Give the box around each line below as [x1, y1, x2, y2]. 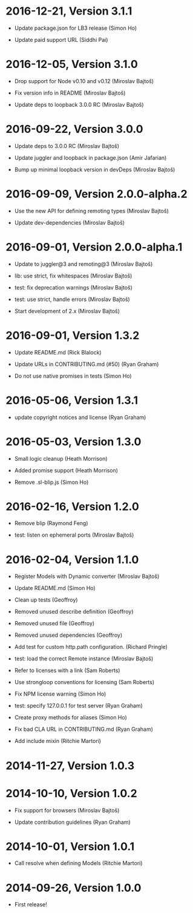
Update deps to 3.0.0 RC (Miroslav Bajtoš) [14, 142, 119, 149]
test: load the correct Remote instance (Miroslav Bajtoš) [14, 655, 154, 662]
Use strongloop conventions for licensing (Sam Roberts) [14, 679, 155, 686]
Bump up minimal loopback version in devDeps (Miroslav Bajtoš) [14, 166, 175, 173]
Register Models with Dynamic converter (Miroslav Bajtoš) [14, 572, 160, 580]
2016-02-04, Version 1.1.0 [5, 552, 139, 566]
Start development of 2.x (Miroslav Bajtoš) [14, 307, 120, 314]
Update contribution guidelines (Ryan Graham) [14, 818, 131, 826]
